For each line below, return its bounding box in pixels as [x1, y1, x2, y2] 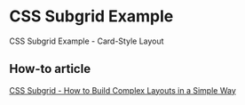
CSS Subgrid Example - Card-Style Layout [9, 36, 164, 46]
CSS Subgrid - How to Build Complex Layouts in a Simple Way [9, 85, 237, 95]
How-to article [9, 61, 91, 77]
